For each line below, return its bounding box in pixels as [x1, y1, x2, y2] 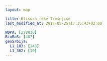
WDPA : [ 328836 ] [5, 30, 37, 35]
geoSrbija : [5, 39, 28, 44]
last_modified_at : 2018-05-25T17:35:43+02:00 [5, 21, 102, 26]
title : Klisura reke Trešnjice [5, 16, 71, 21]
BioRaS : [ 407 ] [5, 34, 35, 40]
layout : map [5, 7, 30, 12]
